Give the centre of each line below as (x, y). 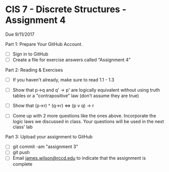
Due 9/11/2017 (20, 34)
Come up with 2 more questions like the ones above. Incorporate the (84, 116)
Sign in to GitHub (30, 54)
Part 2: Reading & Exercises (34, 70)
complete (23, 164)
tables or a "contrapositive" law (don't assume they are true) (76, 96)
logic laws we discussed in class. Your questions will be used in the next (88, 122)
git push (21, 152)
